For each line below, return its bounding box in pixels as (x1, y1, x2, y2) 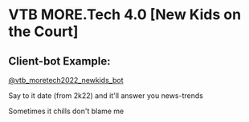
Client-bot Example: (8, 54, 111, 68)
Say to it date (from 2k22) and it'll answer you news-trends (8, 91, 203, 100)
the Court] (8, 22, 79, 41)
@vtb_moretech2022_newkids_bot (8, 76, 124, 85)
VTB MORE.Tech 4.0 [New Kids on (8, 6, 242, 24)
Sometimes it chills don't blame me (8, 106, 124, 116)
